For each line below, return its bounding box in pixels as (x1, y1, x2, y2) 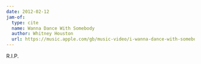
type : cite (11, 20, 39, 25)
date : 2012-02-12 (6, 8, 50, 15)
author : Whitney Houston (11, 31, 74, 37)
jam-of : (6, 14, 26, 20)
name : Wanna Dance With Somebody (11, 25, 95, 31)
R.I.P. (6, 53, 19, 59)
